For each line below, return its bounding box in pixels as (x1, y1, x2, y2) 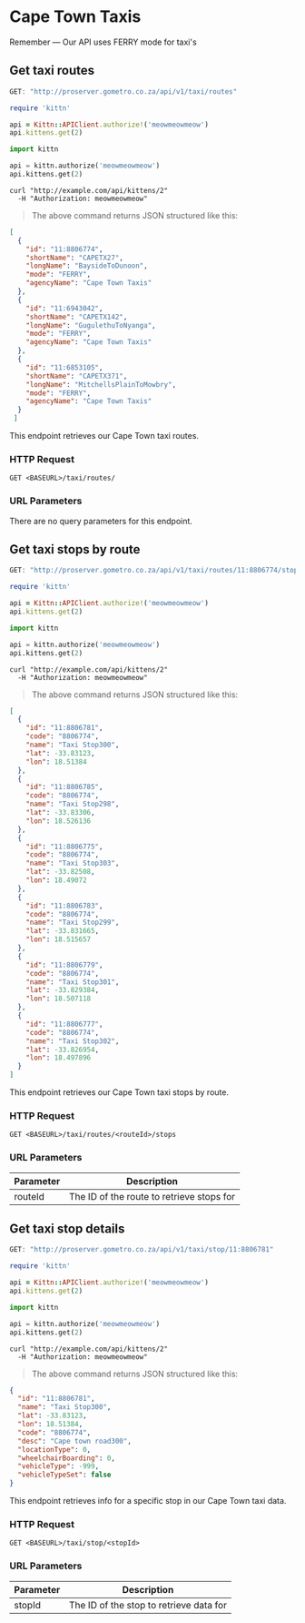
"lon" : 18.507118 (25, 994, 92, 1003)
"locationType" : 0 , (17, 1445, 92, 1454)
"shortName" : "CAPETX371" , (25, 371, 128, 380)
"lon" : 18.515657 (25, 935, 92, 944)
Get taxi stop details (9, 1222, 125, 1237)
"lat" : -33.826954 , (25, 1045, 100, 1054)
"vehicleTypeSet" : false (17, 1470, 112, 1480)
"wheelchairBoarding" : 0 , (17, 1454, 116, 1463)
